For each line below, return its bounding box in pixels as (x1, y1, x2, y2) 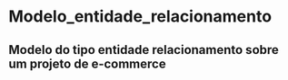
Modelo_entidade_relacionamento (8, 6, 273, 27)
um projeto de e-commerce (8, 56, 166, 71)
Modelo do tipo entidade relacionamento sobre (8, 42, 279, 58)
